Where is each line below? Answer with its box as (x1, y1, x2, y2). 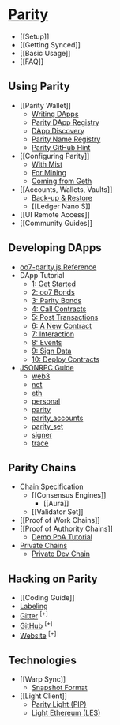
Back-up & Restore (31, 193, 93, 202)
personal (31, 396, 61, 406)
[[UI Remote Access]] (19, 209, 91, 219)
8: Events (31, 337, 62, 347)
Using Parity (8, 80, 70, 93)
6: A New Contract (31, 321, 92, 330)
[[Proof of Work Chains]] (19, 516, 100, 525)
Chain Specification (19, 482, 84, 491)
